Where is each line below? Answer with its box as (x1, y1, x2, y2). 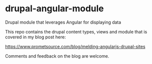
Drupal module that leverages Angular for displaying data (5, 19, 121, 25)
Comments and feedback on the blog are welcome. (5, 53, 110, 59)
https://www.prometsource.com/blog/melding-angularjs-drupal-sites (5, 43, 146, 49)
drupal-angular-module (5, 3, 104, 14)
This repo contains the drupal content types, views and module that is (5, 29, 147, 34)
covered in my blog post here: (5, 34, 66, 40)
